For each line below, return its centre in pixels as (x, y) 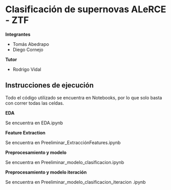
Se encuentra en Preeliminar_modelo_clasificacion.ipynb (65, 162)
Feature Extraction (26, 132)
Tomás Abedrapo (31, 44)
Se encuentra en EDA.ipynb (34, 123)
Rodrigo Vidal (27, 69)
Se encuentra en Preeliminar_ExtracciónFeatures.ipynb (63, 142)
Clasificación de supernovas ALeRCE (86, 9)
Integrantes (18, 34)
